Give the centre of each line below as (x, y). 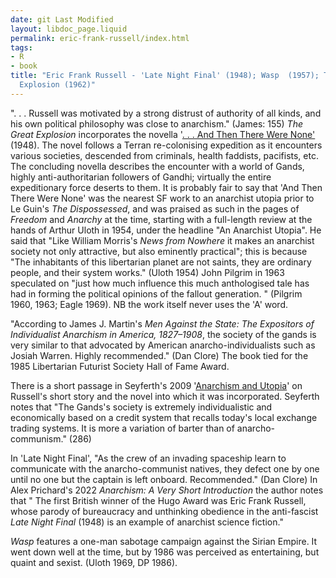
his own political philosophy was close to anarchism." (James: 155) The (156, 123)
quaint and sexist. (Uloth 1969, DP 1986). (94, 562)
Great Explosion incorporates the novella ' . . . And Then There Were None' (163, 134)
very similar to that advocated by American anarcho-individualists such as (163, 345)
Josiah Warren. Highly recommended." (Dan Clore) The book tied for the (159, 355)
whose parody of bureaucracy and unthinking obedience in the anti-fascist (164, 511)
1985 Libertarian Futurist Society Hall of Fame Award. (120, 366)
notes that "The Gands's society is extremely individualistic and (141, 407)
